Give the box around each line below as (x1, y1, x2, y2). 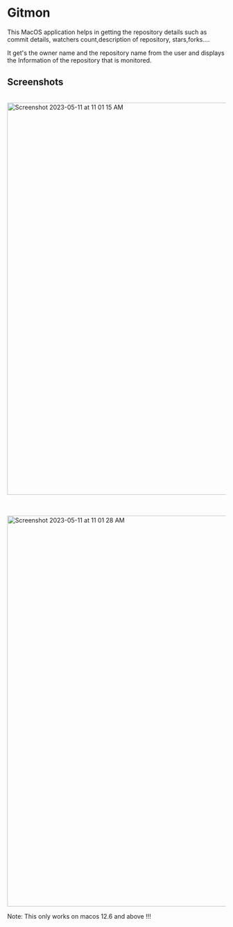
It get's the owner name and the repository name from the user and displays (7, 49, 225, 57)
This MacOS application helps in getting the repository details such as (7, 28, 207, 36)
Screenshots (7, 76, 64, 88)
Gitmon (7, 5, 51, 21)
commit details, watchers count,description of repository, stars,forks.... (7, 35, 210, 43)
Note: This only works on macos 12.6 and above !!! (7, 912, 151, 920)
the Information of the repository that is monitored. (7, 56, 152, 64)
